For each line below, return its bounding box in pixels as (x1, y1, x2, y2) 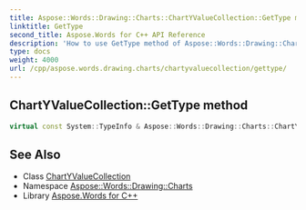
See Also (9, 146, 61, 162)
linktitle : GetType (9, 22, 84, 31)
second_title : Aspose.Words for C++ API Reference (9, 30, 206, 39)
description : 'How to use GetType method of (9, 38, 181, 48)
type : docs (9, 47, 51, 56)
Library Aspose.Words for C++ (22, 190, 138, 201)
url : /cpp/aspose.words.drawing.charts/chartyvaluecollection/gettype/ (9, 65, 287, 74)
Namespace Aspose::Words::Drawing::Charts (22, 181, 193, 192)
